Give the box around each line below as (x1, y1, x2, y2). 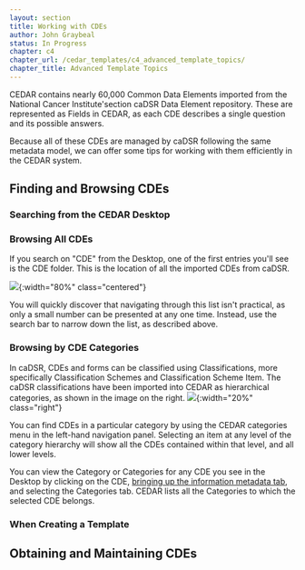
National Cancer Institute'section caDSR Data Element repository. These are (9, 98, 293, 109)
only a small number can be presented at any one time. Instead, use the (9, 309, 277, 320)
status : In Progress (9, 38, 88, 48)
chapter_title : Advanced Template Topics (9, 65, 169, 74)
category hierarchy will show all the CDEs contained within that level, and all (9, 438, 294, 450)
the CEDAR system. (9, 155, 83, 165)
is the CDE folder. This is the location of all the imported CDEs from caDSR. (9, 263, 290, 274)
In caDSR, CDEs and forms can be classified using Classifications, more (9, 362, 279, 373)
